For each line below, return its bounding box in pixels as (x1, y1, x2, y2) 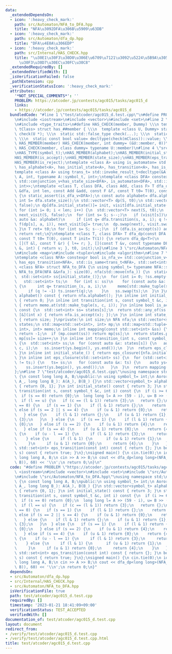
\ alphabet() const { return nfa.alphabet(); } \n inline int (14, 293, 147, 299)
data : (5, 7, 17, 13)
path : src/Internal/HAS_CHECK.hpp (14, 50, 88, 55)
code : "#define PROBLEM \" (10, 465, 68, 470)
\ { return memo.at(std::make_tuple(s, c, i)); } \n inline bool (14, 303, 155, 308)
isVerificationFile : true (10, 588, 66, 594)
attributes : (10, 88, 36, 94)
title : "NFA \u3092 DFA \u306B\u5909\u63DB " (14, 27, 104, 32)
